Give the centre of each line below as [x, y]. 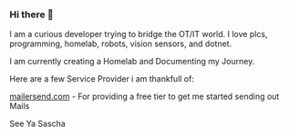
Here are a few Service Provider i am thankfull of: [102, 79]
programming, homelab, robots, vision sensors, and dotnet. [121, 44]
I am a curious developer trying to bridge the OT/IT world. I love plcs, [139, 34]
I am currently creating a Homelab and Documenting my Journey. [132, 62]
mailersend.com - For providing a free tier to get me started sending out [144, 97]
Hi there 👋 [32, 15]
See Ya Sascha [37, 124]
